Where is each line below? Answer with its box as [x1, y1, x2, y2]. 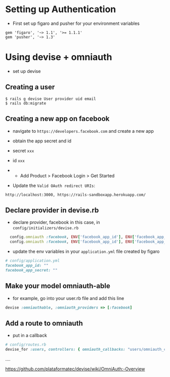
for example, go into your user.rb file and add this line [12, 295, 124, 301]
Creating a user [5, 83, 55, 92]
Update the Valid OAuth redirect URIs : [12, 182, 95, 188]
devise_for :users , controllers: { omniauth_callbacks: [5, 347, 125, 352]
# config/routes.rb [5, 342, 47, 348]
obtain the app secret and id [12, 138, 72, 144]
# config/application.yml [5, 258, 60, 263]
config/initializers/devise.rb [12, 225, 79, 231]
